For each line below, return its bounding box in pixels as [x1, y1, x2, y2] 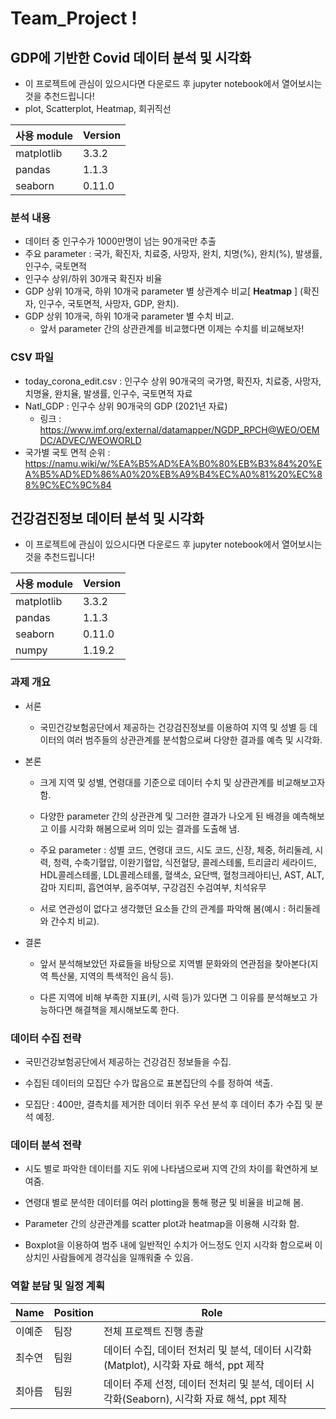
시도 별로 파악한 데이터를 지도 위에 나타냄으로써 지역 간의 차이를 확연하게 [24, 1163, 308, 1175]
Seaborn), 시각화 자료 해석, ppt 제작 [125, 1392, 288, 1406]
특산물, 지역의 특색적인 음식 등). [50, 970, 174, 982]
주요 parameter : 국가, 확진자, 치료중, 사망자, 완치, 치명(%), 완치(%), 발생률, [24, 248, 323, 260]
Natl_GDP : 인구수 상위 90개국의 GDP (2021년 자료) [24, 400, 228, 412]
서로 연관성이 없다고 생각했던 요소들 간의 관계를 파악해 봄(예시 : [39, 902, 286, 914]
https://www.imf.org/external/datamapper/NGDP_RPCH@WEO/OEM [39, 423, 320, 436]
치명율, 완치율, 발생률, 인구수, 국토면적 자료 [24, 387, 193, 399]
